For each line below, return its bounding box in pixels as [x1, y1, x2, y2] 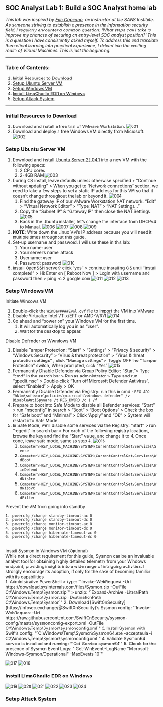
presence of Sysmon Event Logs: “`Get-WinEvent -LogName [5, 646, 126, 651]
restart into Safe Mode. [12, 418, 59, 423]
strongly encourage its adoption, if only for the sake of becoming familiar [5, 569, 151, 574]
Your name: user [19, 244, 53, 250]
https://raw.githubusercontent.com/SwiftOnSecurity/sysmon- [5, 615, 128, 621]
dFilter [19, 495, 35, 500]
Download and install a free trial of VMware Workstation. [12, 124, 125, 129]
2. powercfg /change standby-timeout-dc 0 [5, 518, 92, 522]
